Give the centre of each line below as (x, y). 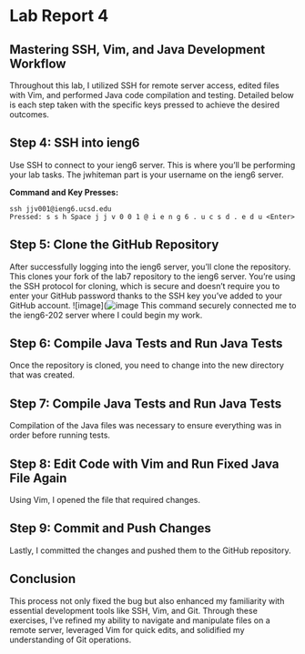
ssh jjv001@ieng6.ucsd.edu (61, 209)
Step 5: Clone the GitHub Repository (114, 245)
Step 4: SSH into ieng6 (75, 143)
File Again (38, 478)
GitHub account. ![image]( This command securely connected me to (153, 305)
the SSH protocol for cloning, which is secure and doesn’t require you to (145, 286)
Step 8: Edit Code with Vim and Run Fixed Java (144, 463)
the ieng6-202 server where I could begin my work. (106, 315)
